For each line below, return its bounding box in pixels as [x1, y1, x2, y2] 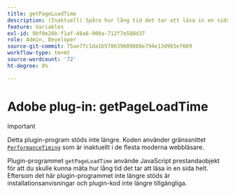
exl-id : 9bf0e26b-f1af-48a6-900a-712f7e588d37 [7, 29, 145, 37]
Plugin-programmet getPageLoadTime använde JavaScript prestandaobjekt [7, 156, 220, 165]
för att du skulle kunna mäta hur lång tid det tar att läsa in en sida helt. [7, 164, 208, 172]
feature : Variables [7, 23, 64, 30]
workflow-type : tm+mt [7, 50, 71, 57]
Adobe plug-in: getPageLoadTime [7, 99, 208, 114]
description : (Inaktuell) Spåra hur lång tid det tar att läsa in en [7, 17, 215, 24]
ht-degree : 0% [7, 62, 49, 69]
